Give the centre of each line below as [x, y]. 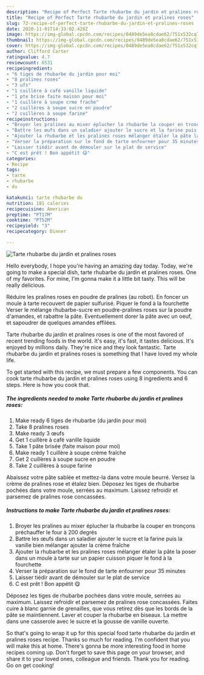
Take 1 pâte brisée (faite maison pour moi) [67, 446]
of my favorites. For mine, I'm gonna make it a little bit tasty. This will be [96, 278]
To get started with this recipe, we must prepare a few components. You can [102, 372]
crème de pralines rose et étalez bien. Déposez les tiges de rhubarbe [93, 483]
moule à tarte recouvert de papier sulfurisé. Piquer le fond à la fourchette [98, 303]
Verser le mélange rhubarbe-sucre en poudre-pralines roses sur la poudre [99, 309]
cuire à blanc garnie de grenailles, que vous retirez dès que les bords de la [100, 608]
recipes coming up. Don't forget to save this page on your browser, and [96, 652]
